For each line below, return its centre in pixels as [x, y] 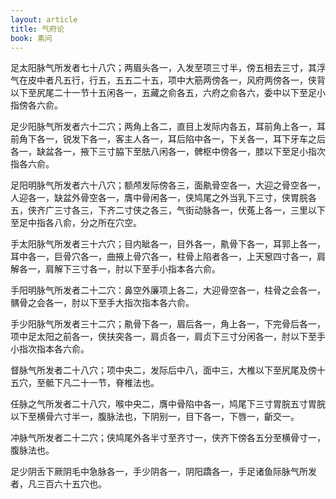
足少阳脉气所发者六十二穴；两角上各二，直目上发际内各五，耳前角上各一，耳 [168, 127]
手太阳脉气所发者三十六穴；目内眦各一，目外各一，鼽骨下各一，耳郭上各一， [168, 244]
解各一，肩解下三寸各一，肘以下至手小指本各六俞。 [115, 269]
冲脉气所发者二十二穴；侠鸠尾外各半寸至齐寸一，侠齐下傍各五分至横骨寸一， [168, 438]
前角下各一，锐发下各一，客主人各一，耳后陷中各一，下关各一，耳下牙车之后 [168, 139]
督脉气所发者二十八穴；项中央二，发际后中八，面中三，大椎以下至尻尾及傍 [163, 370]
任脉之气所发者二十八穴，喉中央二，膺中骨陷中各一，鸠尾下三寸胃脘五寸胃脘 [168, 404]
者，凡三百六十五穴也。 [58, 484]
